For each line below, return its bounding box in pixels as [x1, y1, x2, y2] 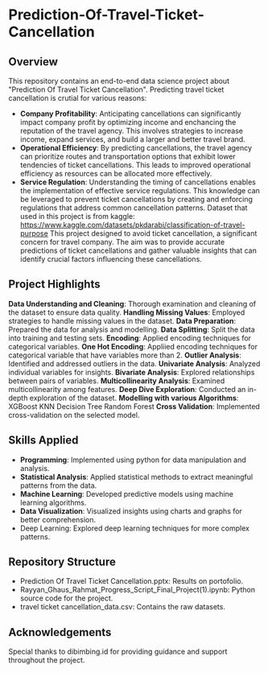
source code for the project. [19, 593, 113, 603]
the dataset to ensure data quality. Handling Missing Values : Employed [8, 308, 245, 317]
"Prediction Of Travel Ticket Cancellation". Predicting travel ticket [8, 85, 225, 94]
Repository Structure [8, 555, 117, 569]
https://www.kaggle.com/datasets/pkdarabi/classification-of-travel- [19, 220, 245, 229]
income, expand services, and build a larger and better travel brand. [19, 134, 245, 144]
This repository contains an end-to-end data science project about [8, 76, 229, 85]
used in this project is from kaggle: [19, 212, 135, 221]
